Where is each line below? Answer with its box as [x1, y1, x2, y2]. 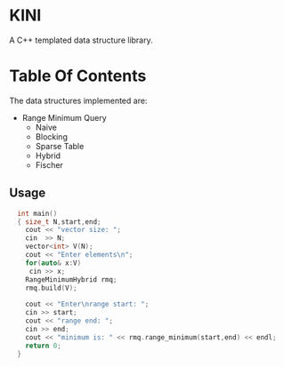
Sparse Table [35, 140, 85, 151]
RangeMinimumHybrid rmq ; [25, 275, 118, 284]
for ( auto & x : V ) [25, 259, 82, 267]
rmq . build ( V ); [25, 283, 77, 292]
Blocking [35, 131, 69, 142]
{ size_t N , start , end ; [17, 217, 101, 227]
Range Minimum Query [21, 112, 107, 123]
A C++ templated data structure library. [9, 35, 153, 45]
